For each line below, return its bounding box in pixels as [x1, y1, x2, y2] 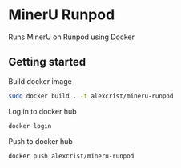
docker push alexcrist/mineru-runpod [8, 152, 135, 160]
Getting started [8, 55, 86, 69]
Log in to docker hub [8, 106, 78, 116]
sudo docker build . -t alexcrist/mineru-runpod [8, 92, 174, 100]
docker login [8, 122, 52, 130]
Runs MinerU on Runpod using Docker [8, 32, 135, 42]
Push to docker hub [8, 136, 74, 146]
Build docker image [8, 76, 72, 86]
